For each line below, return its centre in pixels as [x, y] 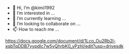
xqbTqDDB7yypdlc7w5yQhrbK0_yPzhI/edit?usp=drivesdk [64, 46]
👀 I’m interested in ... [34, 13]
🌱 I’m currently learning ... [39, 18]
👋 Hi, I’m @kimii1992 [34, 8]
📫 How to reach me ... [36, 29]
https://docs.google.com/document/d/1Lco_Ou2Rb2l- [60, 41]
